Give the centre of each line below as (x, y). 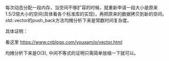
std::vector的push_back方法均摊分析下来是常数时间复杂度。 (68, 20)
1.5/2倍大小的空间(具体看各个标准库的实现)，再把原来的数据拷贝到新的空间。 (86, 14)
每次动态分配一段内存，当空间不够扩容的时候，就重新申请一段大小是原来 (81, 7)
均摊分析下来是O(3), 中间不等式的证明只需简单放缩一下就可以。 (72, 53)
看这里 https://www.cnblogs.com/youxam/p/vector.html (64, 42)
